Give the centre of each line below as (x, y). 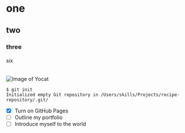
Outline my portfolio (38, 117)
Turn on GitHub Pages (41, 111)
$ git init (19, 90)
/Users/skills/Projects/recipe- (140, 95)
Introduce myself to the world (50, 124)
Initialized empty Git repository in (52, 95)
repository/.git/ (27, 100)
